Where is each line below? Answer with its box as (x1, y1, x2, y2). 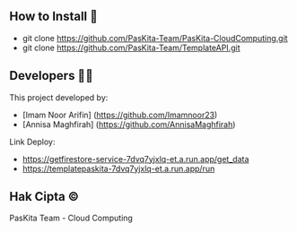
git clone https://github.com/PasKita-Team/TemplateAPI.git (22, 42, 240, 53)
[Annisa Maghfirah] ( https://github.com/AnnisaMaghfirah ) (22, 118, 236, 130)
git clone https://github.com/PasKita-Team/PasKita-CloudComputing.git (22, 32, 289, 43)
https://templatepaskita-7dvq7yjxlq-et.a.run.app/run (22, 163, 215, 174)
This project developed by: (9, 91, 109, 103)
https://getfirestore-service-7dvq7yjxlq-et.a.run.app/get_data (22, 153, 249, 164)
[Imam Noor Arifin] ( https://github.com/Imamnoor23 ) (22, 109, 218, 120)
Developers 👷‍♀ (9, 68, 94, 83)
